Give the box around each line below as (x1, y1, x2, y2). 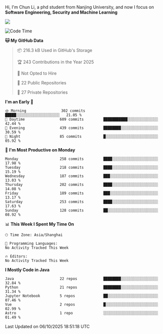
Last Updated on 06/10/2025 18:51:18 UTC (5, 324, 90, 329)
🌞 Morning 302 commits (5, 108, 85, 113)
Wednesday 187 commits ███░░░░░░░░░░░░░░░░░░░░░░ (5, 174, 159, 179)
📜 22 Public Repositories (17, 80, 67, 85)
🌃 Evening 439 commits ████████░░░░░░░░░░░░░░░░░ (5, 126, 159, 130)
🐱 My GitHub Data (5, 38, 44, 43)
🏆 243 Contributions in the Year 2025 (17, 59, 94, 65)
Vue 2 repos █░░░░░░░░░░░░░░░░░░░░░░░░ (5, 302, 159, 307)
